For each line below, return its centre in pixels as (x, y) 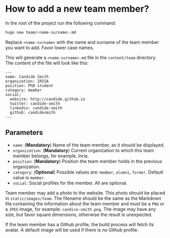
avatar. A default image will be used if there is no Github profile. (72, 230)
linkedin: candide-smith (36, 108)
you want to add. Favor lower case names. (50, 47)
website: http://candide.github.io (48, 99)
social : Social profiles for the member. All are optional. (70, 183)
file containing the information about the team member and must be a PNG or (85, 204)
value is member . (29, 177)
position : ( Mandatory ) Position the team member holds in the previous (87, 161)
